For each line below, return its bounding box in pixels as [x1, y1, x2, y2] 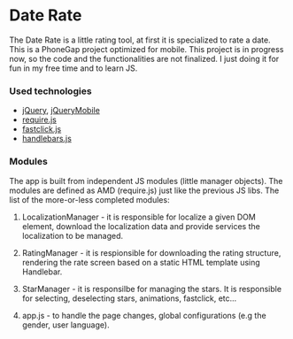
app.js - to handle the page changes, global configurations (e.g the [21, 310, 267, 320]
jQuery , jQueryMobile [21, 105, 100, 116]
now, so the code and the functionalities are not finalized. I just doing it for [9, 53, 280, 64]
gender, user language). [21, 320, 110, 330]
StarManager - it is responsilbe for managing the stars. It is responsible [21, 283, 281, 294]
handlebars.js [21, 134, 73, 144]
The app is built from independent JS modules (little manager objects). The [9, 175, 283, 186]
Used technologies [9, 85, 92, 97]
